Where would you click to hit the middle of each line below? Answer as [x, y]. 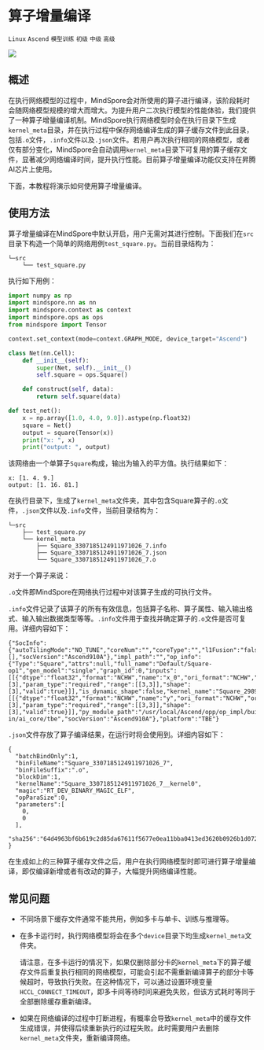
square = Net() [47, 426]
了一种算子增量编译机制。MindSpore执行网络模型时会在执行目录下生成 [123, 120]
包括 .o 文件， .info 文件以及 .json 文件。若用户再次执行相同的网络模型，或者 [129, 139]
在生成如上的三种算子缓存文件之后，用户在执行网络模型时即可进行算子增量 [128, 861]
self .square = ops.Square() [82, 375]
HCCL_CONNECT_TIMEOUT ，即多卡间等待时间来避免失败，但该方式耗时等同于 [137, 992]
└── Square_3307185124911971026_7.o [96, 560]
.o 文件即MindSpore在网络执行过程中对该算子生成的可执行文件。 [112, 592]
